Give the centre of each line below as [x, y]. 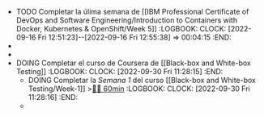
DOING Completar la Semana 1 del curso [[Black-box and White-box [142, 80]
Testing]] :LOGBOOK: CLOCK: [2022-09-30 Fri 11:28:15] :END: [119, 71]
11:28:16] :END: [53, 97]
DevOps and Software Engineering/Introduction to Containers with [126, 20]
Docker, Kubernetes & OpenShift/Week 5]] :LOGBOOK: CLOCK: [121, 29]
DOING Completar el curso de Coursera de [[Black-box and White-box [133, 63]
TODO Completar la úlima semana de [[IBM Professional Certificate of [132, 12]
